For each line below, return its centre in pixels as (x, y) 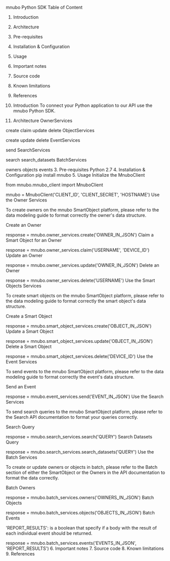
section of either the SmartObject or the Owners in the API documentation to (86, 472)
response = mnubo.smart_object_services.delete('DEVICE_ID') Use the (79, 356)
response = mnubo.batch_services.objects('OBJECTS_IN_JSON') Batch (80, 513)
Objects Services (24, 286)
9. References (20, 554)
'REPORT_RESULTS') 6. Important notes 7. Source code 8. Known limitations (85, 548)
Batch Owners (20, 488)
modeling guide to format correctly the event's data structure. (70, 377)
